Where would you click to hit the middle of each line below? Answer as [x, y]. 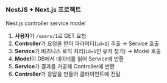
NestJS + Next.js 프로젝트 [44, 9]
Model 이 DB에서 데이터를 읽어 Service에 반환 [69, 59]
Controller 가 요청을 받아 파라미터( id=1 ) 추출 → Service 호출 [87, 43]
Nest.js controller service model [46, 23]
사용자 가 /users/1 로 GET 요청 [50, 36]
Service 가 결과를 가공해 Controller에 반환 [65, 67]
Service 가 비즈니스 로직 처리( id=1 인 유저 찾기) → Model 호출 [87, 51]
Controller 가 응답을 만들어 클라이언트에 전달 [68, 74]
